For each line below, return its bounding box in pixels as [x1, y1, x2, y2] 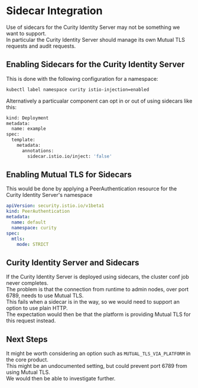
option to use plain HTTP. [6, 305, 68, 312]
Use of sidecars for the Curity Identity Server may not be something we [6, 24, 180, 31]
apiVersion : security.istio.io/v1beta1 [6, 203, 105, 209]
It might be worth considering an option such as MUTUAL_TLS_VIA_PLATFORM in [6, 350, 191, 357]
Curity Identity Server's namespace [6, 192, 93, 199]
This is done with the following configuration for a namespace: [6, 75, 158, 82]
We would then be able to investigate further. [6, 375, 116, 382]
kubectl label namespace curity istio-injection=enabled [6, 87, 150, 93]
